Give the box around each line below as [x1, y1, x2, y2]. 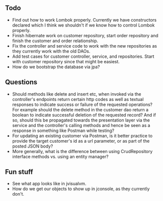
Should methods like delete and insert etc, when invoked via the [12, 91, 141, 97]
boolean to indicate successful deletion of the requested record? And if [12, 112, 156, 118]
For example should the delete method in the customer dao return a [12, 106, 149, 112]
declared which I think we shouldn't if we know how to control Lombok [12, 22, 155, 28]
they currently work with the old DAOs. [12, 48, 91, 54]
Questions [5, 78, 38, 86]
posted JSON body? [12, 143, 53, 149]
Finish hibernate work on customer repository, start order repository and [12, 32, 159, 38]
